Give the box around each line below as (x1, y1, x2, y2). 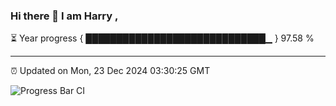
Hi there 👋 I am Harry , (10, 9, 119, 23)
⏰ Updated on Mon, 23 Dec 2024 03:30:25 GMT (10, 65, 211, 77)
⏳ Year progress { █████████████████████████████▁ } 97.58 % (10, 32, 315, 44)
